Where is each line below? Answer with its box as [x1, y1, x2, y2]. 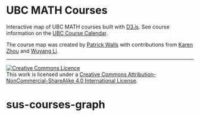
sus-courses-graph [6, 98, 105, 112]
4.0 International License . [75, 77, 138, 84]
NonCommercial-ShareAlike [6, 77, 74, 84]
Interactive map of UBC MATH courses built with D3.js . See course [6, 23, 170, 30]
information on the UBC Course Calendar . [6, 29, 108, 36]
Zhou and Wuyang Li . [6, 47, 59, 54]
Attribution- [127, 71, 157, 78]
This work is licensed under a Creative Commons [6, 71, 127, 78]
